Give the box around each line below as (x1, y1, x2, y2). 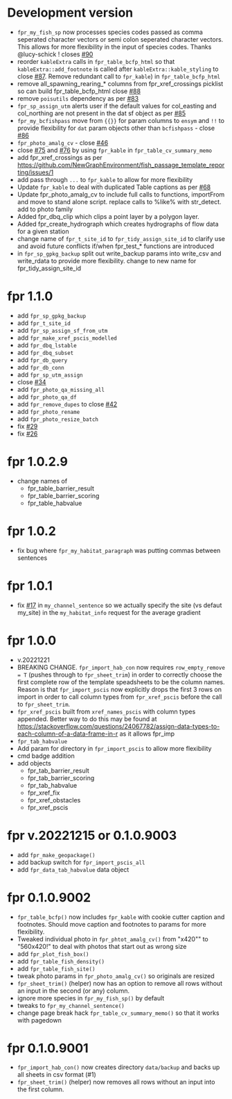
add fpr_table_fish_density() (17, 957, 105, 965)
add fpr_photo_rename (17, 407, 80, 415)
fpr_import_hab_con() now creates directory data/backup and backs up (17, 1063, 220, 1071)
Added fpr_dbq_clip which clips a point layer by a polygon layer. (17, 212, 199, 220)
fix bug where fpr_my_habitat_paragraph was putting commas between (17, 546, 221, 554)
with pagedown (17, 1016, 62, 1024)
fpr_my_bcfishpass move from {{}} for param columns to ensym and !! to (17, 116, 225, 124)
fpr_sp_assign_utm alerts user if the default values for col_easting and (17, 101, 217, 110)
